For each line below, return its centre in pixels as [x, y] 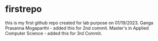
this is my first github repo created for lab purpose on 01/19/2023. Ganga [79, 23]
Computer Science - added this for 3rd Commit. [54, 33]
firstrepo [23, 9]
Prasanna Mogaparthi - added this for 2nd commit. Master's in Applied [77, 28]
